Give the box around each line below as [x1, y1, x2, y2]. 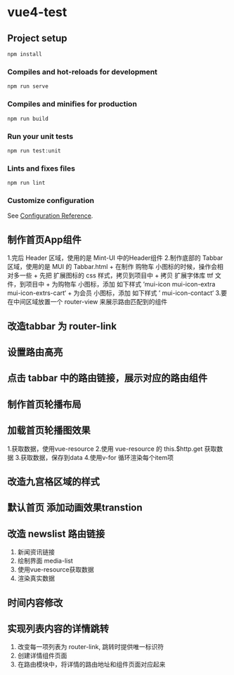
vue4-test [7, 4, 67, 20]
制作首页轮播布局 [7, 398, 82, 410]
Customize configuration [7, 196, 95, 206]
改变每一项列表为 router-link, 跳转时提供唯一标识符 [17, 643, 164, 651]
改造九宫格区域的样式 [7, 476, 100, 488]
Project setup [7, 32, 68, 44]
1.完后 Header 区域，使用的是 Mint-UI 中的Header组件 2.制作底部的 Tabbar [7, 254, 223, 262]
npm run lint [7, 180, 46, 187]
